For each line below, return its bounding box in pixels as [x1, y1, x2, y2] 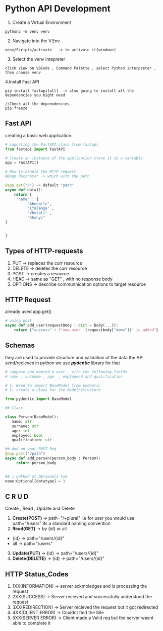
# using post [5, 318, 32, 323]
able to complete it [12, 620, 51, 626]
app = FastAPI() [5, 160, 39, 165]
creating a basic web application [5, 132, 72, 138]
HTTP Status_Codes [5, 570, 68, 578]
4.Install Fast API [5, 79, 40, 84]
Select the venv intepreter [12, 56, 65, 62]
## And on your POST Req [5, 447, 56, 452]
